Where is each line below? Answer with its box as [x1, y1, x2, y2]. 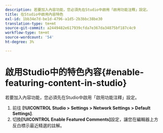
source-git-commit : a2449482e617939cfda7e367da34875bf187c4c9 [5, 26, 136, 31]
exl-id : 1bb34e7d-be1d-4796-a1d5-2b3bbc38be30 [5, 16, 103, 21]
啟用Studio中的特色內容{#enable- [5, 66, 144, 78]
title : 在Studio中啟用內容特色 [5, 12, 64, 17]
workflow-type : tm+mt [5, 30, 50, 35]
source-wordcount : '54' [5, 35, 54, 40]
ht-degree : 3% [5, 40, 35, 44]
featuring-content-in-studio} [5, 77, 127, 89]
